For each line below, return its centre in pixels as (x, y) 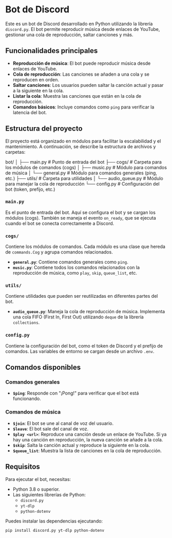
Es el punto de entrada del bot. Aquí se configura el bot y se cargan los (80, 212)
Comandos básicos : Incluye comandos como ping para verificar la (83, 107)
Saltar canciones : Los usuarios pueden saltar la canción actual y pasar (88, 85)
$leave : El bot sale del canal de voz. (51, 428)
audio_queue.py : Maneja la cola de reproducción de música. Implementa (89, 312)
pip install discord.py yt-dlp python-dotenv (55, 530)
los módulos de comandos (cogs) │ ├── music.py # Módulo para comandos (86, 167)
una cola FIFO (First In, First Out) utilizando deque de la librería (78, 317)
